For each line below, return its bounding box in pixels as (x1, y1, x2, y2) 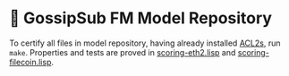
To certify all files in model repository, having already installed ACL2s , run (9, 38, 281, 48)
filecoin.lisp (9, 56, 52, 67)
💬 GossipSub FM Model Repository (9, 8, 273, 29)
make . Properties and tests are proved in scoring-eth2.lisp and (9, 46, 236, 57)
